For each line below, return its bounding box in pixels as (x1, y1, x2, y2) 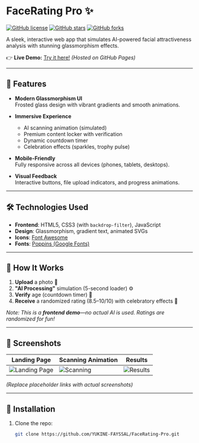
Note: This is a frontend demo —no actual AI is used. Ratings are (6, 309, 165, 316)
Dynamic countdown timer (23, 137, 88, 144)
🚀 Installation (6, 404, 56, 414)
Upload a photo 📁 (14, 278, 58, 286)
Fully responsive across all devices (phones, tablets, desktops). (14, 161, 170, 168)
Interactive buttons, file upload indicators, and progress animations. (14, 178, 180, 186)
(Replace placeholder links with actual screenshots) (6, 381, 133, 388)
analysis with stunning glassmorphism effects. (6, 42, 120, 49)
